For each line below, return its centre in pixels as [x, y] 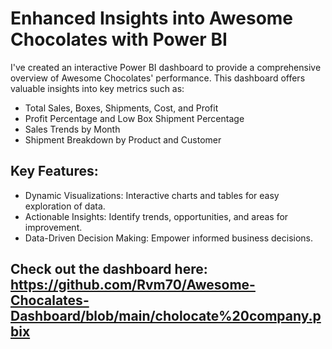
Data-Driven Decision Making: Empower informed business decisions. [169, 238]
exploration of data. [65, 206]
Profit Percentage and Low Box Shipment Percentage [134, 118]
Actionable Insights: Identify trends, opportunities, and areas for [156, 216]
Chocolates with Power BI [119, 39]
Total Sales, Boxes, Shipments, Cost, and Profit [121, 108]
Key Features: [54, 171]
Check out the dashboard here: [109, 269]
